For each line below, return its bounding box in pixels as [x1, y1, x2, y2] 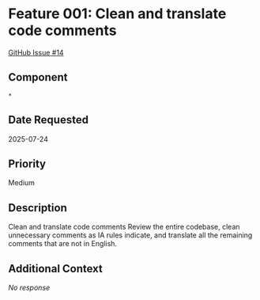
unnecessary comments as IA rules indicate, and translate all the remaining [8, 230, 253, 240]
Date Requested [8, 113, 89, 127]
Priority [8, 157, 46, 170]
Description [8, 201, 67, 215]
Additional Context [8, 262, 103, 275]
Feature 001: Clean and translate [8, 5, 227, 23]
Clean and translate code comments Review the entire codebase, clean [8, 222, 240, 232]
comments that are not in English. [8, 239, 117, 249]
